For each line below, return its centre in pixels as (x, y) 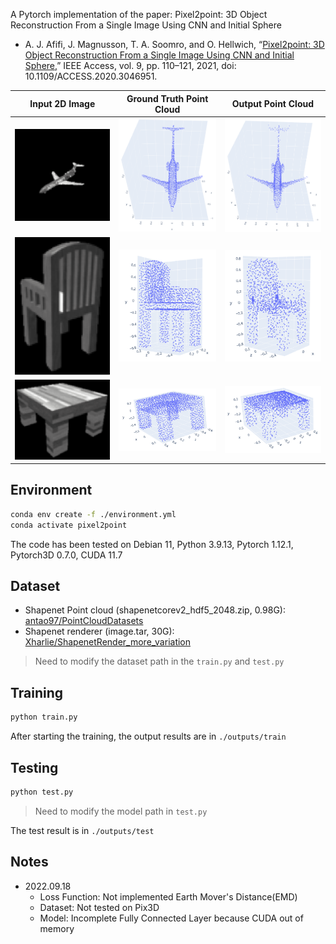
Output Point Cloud (273, 103)
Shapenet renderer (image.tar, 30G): (99, 631)
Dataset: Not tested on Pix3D (99, 907)
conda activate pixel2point (69, 525)
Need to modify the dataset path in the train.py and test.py (159, 661)
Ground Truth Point (167, 98)
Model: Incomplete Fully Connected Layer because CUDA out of (171, 918)
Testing (34, 767)
